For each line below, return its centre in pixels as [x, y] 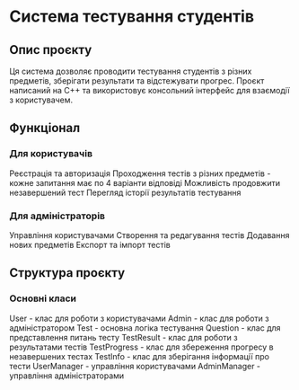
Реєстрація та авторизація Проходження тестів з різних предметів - [140, 173]
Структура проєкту [67, 273]
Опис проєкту [51, 50]
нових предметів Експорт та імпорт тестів [90, 244]
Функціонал [45, 128]
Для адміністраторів [57, 216]
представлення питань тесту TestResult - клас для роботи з [123, 337]
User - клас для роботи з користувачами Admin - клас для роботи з [139, 318]
